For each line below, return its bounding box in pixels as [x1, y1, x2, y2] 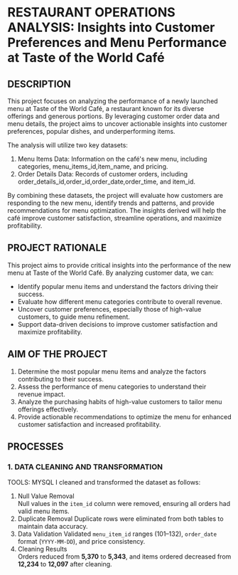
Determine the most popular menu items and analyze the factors [17, 367, 207, 376]
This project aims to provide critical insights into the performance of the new [7, 260, 232, 269]
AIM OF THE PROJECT [7, 348, 108, 360]
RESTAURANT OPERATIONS [7, 4, 175, 21]
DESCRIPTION [7, 78, 71, 90]
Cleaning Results [17, 545, 67, 554]
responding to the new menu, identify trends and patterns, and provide [7, 199, 215, 207]
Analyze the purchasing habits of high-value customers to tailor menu [17, 397, 222, 406]
